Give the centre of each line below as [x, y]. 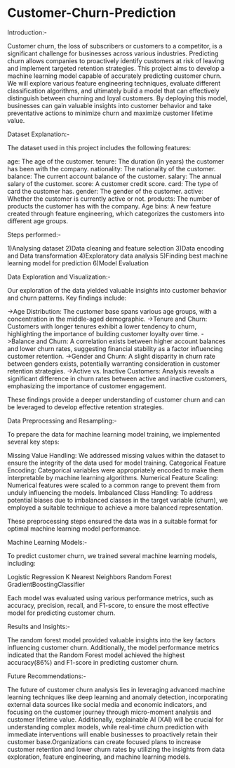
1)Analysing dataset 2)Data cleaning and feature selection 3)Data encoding [116, 248]
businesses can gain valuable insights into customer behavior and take [109, 105]
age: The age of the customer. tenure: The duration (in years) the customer [116, 161]
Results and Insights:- [39, 626]
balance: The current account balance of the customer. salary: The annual [114, 176]
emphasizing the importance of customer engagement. [87, 386]
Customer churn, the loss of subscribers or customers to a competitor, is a [115, 46]
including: [22, 563]
